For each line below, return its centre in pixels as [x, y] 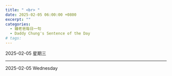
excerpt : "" [18, 19]
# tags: [14, 39]
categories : [18, 24]
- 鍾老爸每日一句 [26, 29]
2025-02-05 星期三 [26, 53]
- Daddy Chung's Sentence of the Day [50, 33]
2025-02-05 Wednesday [31, 68]
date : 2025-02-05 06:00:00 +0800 [41, 15]
